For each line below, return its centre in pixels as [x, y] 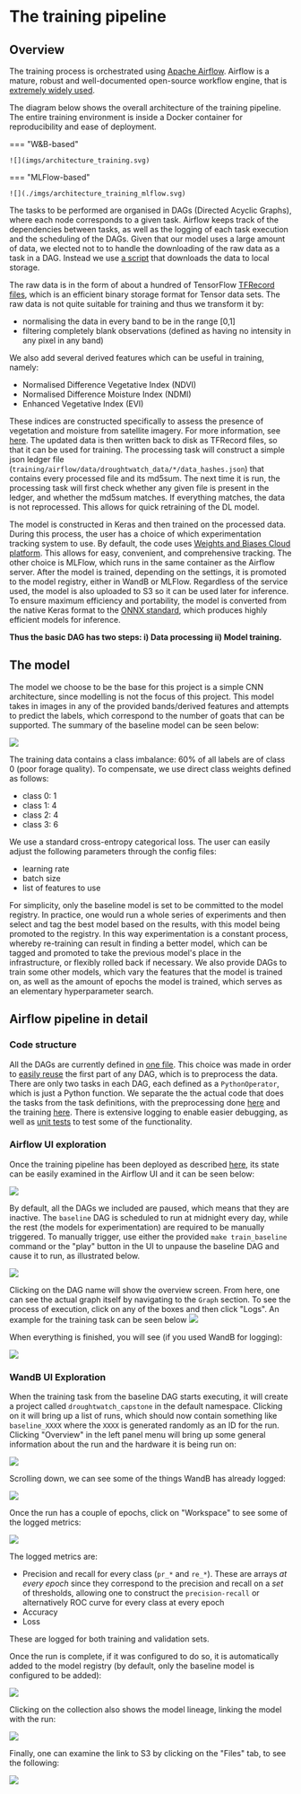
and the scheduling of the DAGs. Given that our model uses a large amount [147, 239]
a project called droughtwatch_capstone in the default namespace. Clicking [146, 1406]
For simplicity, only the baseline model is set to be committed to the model [146, 905]
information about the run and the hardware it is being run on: [123, 1444]
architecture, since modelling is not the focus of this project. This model [142, 696]
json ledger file [37, 459]
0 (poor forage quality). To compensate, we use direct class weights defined [150, 768]
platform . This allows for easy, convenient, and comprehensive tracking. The [150, 553]
